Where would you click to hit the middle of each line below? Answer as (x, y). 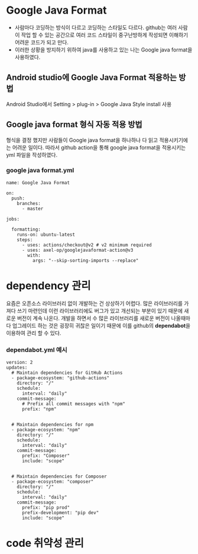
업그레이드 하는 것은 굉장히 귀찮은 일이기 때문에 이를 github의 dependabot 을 (101, 325)
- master (33, 209)
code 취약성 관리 (45, 543)
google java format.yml (40, 171)
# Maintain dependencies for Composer (59, 477)
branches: (29, 203)
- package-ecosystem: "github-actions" (61, 378)
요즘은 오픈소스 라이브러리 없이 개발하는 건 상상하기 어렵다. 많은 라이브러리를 (95, 303)
